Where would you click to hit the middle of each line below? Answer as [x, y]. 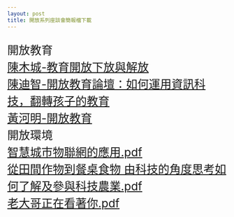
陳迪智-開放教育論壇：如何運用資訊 [101, 84]
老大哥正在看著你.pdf [64, 203]
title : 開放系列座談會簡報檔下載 [50, 20]
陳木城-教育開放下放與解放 [78, 67]
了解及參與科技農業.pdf [80, 186]
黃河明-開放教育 [50, 118]
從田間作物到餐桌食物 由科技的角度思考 [111, 169]
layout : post [26, 14]
